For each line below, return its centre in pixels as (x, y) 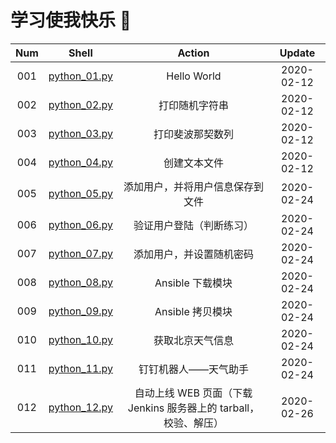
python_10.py (81, 339)
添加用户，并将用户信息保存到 (193, 186)
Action (193, 53)
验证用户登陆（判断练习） (193, 225)
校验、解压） (193, 423)
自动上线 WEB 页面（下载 (193, 393)
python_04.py (81, 162)
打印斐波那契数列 (193, 134)
